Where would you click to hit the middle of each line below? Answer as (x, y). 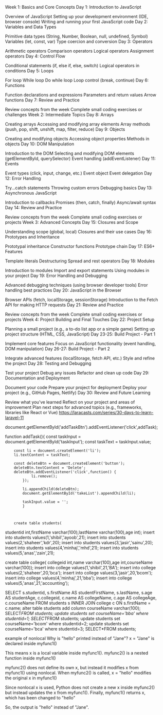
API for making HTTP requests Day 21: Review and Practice (64, 305)
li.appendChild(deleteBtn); (51, 489)
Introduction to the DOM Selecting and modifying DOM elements (70, 153)
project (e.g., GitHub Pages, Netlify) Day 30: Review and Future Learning (78, 393)
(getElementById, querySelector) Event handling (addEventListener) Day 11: (80, 159)
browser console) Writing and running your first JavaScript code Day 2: (77, 22)
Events (12, 164)
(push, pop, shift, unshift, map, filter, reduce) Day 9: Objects (65, 129)
